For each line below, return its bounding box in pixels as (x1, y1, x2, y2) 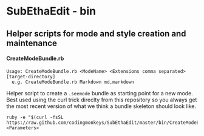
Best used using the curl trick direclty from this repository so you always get (6, 96, 197, 103)
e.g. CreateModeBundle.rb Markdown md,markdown (12, 79, 135, 85)
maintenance (6, 38, 58, 48)
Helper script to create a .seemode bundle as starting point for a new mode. (6, 89, 193, 97)
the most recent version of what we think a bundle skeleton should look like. (6, 102, 197, 110)
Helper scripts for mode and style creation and (6, 29, 186, 39)
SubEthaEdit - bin (6, 4, 96, 18)
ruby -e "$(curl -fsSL (6, 114, 64, 120)
